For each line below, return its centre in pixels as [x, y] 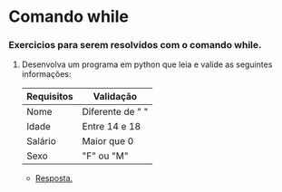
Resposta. [54, 178]
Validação [115, 97]
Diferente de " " [115, 112]
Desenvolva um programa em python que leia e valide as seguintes [147, 64]
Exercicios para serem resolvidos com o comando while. [135, 45]
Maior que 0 [108, 141]
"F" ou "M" [105, 156]
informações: [46, 74]
